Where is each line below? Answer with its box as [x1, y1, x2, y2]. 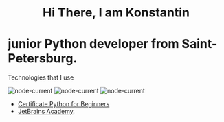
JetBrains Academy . [17, 108, 75, 116]
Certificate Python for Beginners [17, 100, 110, 108]
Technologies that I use [8, 73, 74, 82]
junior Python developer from [8, 36, 179, 52]
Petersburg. [8, 51, 78, 66]
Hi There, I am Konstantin [42, 5, 190, 21]
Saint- [181, 36, 218, 52]
